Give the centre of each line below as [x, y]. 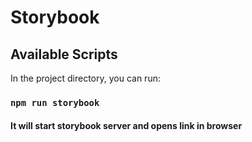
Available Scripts [64, 54]
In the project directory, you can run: [85, 78]
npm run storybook [55, 102]
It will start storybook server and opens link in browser [126, 125]
